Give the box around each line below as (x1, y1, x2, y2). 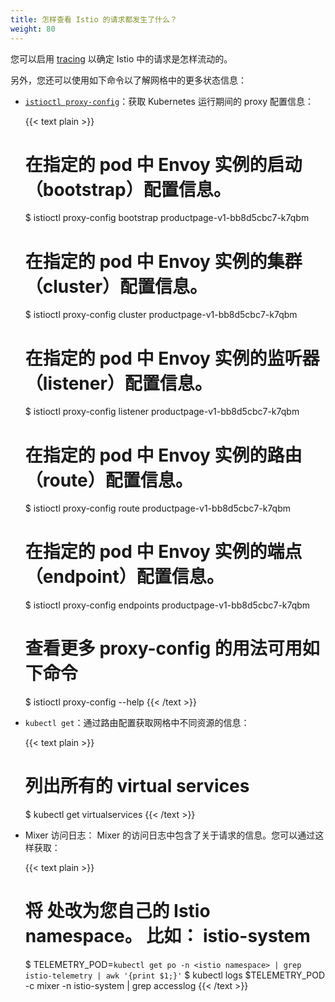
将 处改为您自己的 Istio (24, 900, 211, 923)
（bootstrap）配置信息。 (24, 178, 232, 201)
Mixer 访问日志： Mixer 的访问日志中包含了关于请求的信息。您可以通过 (24, 829, 316, 841)
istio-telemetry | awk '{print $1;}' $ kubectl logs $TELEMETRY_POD (24, 969, 326, 981)
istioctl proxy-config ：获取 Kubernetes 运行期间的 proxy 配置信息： (24, 95, 314, 107)
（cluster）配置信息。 (24, 275, 208, 298)
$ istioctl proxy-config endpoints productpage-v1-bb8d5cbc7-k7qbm (24, 599, 311, 611)
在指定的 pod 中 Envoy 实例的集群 (24, 250, 303, 273)
